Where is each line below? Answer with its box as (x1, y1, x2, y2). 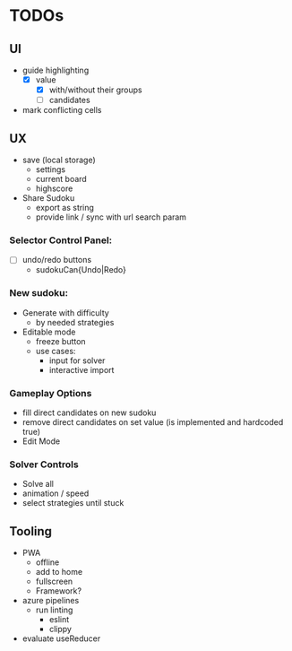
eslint (48, 614, 70, 625)
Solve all (21, 479, 54, 490)
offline (35, 557, 60, 568)
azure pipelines (21, 595, 80, 606)
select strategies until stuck (21, 498, 125, 508)
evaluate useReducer (21, 633, 101, 644)
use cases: (35, 345, 76, 356)
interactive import (48, 364, 115, 375)
